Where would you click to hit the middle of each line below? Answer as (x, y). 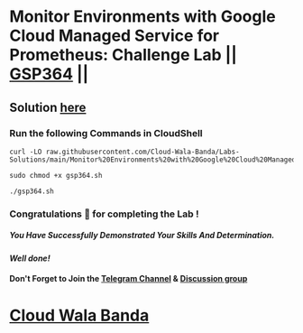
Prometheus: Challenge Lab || (123, 55)
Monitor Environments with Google (143, 17)
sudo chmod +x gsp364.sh (56, 175)
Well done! (30, 258)
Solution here (48, 107)
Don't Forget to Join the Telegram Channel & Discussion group (129, 279)
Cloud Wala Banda (79, 315)
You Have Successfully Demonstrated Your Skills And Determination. (142, 236)
